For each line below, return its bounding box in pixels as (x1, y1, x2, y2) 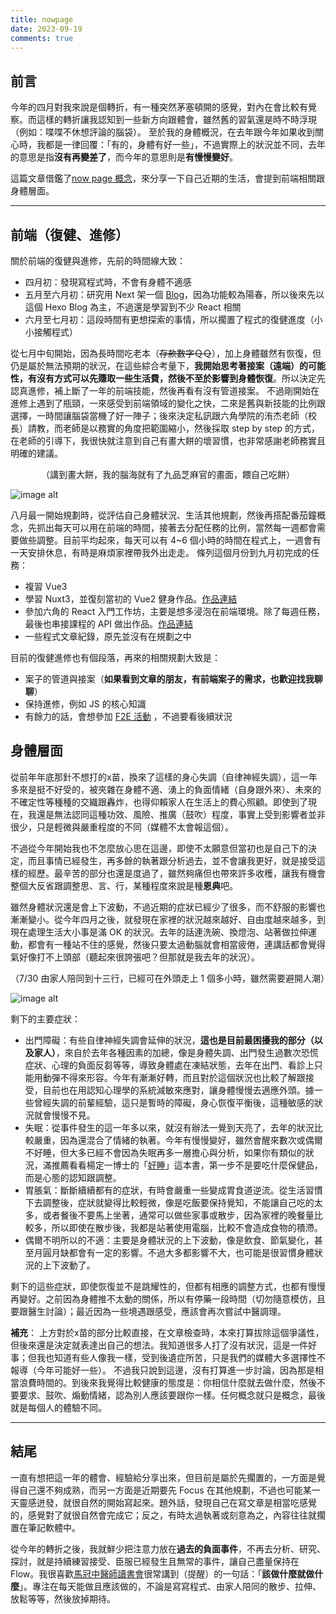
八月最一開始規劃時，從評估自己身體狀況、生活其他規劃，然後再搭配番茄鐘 (10, 509, 317, 521)
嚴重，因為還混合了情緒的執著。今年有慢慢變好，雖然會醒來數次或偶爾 (33, 1134, 323, 1146)
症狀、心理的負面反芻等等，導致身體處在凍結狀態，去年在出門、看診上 (24, 1059, 315, 1071)
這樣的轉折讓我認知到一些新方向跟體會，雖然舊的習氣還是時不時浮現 (36, 114, 317, 126)
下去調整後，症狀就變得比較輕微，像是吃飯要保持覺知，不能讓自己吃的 (24, 1196, 315, 1208)
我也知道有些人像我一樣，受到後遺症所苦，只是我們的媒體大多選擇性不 (36, 1351, 326, 1363)
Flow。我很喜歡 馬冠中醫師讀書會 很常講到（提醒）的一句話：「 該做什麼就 (10, 1567, 307, 1580)
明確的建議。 (10, 447, 63, 459)
